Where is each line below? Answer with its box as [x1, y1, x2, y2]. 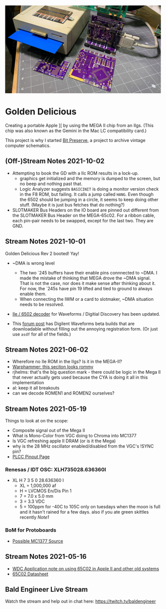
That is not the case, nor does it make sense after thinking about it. [19, 280, 156, 286]
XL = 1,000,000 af [19, 482, 56, 489]
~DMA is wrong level [12, 260, 55, 266]
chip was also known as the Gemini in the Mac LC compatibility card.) [5, 128, 147, 134]
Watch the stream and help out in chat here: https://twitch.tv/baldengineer [5, 599, 156, 605]
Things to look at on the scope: [5, 418, 68, 424]
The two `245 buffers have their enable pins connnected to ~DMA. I [19, 270, 158, 275]
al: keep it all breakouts [12, 385, 60, 391]
